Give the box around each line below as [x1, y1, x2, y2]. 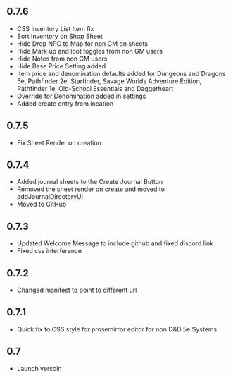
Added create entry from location [16, 99, 114, 108]
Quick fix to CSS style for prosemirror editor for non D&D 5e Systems [16, 324, 218, 334]
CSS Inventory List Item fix [16, 24, 94, 32]
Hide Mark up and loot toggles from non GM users [16, 47, 163, 55]
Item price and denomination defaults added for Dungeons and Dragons [16, 69, 226, 78]
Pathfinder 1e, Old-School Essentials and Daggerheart [16, 84, 174, 92]
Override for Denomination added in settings [16, 92, 146, 100]
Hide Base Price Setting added [16, 61, 106, 70]
